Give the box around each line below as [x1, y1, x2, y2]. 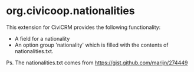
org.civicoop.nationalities [6, 4, 135, 18]
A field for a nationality [14, 35, 70, 42]
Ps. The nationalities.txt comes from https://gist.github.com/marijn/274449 [6, 59, 188, 66]
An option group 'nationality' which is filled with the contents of [14, 41, 169, 48]
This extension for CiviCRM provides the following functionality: [6, 24, 161, 31]
